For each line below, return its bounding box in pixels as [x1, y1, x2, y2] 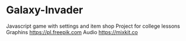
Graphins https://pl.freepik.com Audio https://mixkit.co [6, 28, 138, 35]
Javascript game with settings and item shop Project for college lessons [6, 23, 180, 29]
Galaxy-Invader [6, 3, 83, 17]
